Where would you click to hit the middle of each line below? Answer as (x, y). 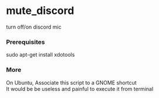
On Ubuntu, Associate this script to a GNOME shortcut (71, 82)
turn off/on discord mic (34, 27)
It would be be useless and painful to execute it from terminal (80, 89)
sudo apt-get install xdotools (40, 55)
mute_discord (40, 11)
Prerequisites (25, 42)
